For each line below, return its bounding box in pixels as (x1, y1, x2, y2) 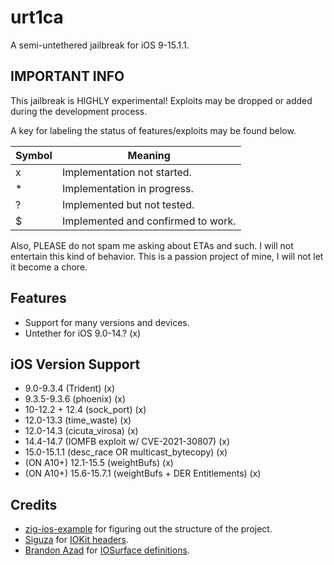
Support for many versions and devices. (24, 316, 190, 328)
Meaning (127, 148, 171, 162)
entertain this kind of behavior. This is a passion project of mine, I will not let (10, 250, 324, 262)
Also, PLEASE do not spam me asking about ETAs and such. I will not (10, 239, 294, 251)
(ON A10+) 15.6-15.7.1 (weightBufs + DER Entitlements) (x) (24, 467, 262, 480)
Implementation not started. (61, 165, 192, 179)
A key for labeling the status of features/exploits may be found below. (10, 124, 297, 136)
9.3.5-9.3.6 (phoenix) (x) (24, 393, 127, 405)
